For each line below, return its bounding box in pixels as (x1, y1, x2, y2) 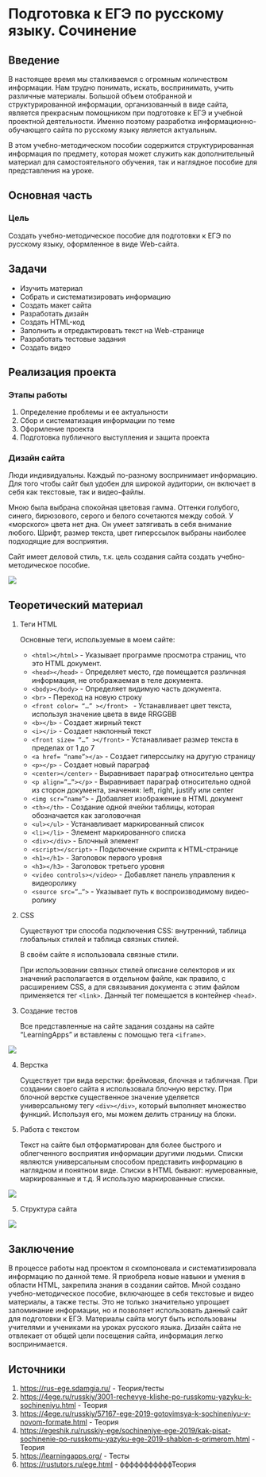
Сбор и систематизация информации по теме (19, 416, 175, 425)
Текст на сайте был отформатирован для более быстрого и (19, 1140, 222, 1149)
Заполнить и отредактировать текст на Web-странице (19, 325, 205, 335)
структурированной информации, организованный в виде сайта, (8, 100, 229, 109)
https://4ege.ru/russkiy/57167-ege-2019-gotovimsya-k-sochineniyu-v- (19, 1409, 252, 1418)
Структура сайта (19, 1204, 78, 1214)
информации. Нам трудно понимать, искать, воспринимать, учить (8, 83, 234, 92)
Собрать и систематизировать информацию (19, 292, 172, 301)
